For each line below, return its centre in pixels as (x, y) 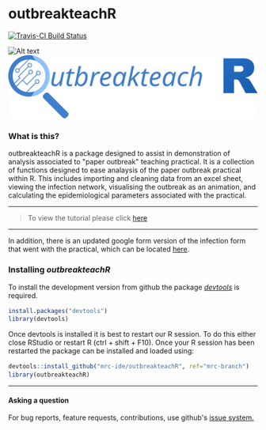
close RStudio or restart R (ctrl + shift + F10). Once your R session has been (131, 343)
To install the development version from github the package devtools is (124, 287)
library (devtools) (38, 319)
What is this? (34, 136)
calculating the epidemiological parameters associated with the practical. (127, 195)
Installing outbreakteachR (59, 270)
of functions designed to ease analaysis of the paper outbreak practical (125, 170)
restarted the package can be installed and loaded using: (101, 351)
